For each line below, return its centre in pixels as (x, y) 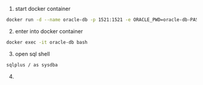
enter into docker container (49, 31)
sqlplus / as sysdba (32, 65)
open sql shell (32, 54)
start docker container (43, 9)
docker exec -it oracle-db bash (47, 42)
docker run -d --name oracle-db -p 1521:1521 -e (69, 20)
